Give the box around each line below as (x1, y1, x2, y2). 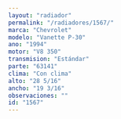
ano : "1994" (8, 41, 47, 49)
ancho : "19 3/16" (8, 84, 65, 92)
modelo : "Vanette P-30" (8, 33, 86, 41)
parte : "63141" (8, 63, 58, 70)
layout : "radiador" (8, 11, 72, 20)
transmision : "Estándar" (8, 56, 90, 63)
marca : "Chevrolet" (8, 26, 72, 34)
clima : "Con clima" (8, 70, 72, 78)
